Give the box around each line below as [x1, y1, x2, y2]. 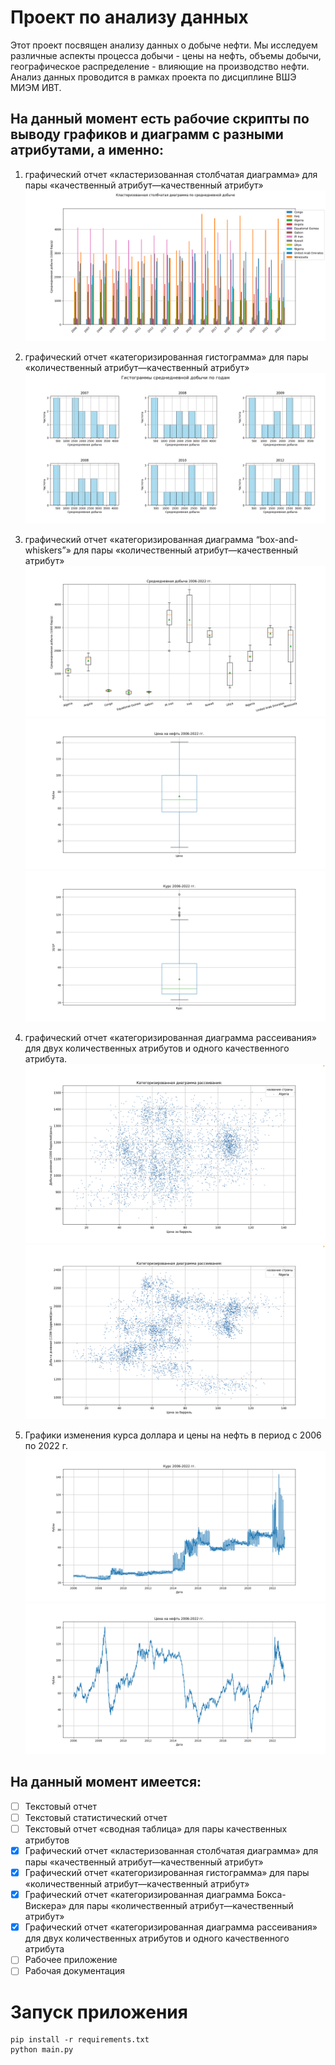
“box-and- [255, 533, 299, 545]
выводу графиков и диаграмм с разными [10, 126, 284, 143]
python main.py [10, 2045, 74, 2055]
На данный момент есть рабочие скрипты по [10, 111, 310, 128]
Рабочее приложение [24, 1954, 118, 1966]
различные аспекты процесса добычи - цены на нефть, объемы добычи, [10, 49, 322, 61]
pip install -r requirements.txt [10, 2035, 150, 2045]
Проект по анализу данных [10, 6, 249, 29]
